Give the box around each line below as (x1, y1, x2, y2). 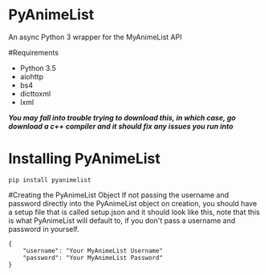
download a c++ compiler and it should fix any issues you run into (8, 121, 234, 131)
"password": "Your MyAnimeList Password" (22, 254, 163, 262)
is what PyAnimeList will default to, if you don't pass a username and (8, 215, 236, 225)
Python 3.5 (19, 63, 56, 73)
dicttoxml (19, 88, 51, 98)
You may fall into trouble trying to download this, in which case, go (8, 112, 237, 122)
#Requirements (8, 47, 59, 57)
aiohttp (19, 71, 44, 81)
